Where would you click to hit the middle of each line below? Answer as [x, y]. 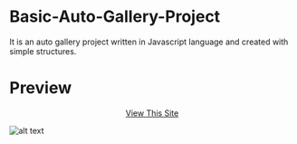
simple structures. [43, 51]
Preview [41, 88]
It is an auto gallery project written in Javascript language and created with [149, 42]
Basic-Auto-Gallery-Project [115, 17]
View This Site [152, 113]
